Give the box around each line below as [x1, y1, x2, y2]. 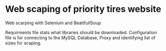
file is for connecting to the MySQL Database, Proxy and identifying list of [5, 35, 156, 41]
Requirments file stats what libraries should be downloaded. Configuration [5, 29, 158, 35]
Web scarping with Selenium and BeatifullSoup [5, 20, 101, 26]
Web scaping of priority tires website [5, 3, 162, 15]
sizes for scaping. [5, 40, 42, 46]
